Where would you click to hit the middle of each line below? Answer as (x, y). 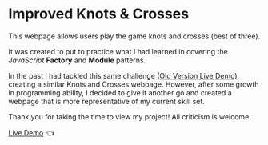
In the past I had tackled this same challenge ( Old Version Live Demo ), (124, 75)
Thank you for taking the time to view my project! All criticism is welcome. (130, 116)
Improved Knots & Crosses (99, 14)
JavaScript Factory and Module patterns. (77, 60)
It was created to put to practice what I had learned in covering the (118, 51)
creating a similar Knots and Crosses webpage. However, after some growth (134, 84)
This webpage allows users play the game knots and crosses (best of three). (134, 36)
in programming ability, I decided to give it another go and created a (120, 92)
